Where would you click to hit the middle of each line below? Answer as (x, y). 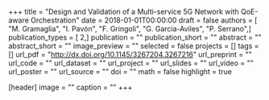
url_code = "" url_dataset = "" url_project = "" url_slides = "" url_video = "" (131, 63)
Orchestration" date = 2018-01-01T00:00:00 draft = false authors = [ (144, 20)
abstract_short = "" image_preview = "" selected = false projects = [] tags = (134, 46)
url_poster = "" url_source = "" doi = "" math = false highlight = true (120, 71)
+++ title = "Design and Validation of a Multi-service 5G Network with (124, 12)
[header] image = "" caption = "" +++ (70, 87)
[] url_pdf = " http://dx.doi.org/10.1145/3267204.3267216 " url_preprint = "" (130, 54)
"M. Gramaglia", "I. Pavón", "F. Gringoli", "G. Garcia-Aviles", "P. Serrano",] (130, 29)
